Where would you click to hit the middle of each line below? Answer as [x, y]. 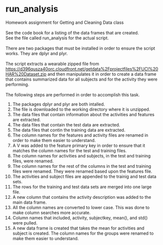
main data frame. [30, 202]
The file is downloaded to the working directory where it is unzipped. [81, 109]
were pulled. [25, 223]
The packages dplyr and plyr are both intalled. [59, 104]
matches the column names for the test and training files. [70, 150]
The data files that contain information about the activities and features [83, 114]
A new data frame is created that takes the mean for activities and [78, 228]
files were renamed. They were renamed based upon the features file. [82, 171]
